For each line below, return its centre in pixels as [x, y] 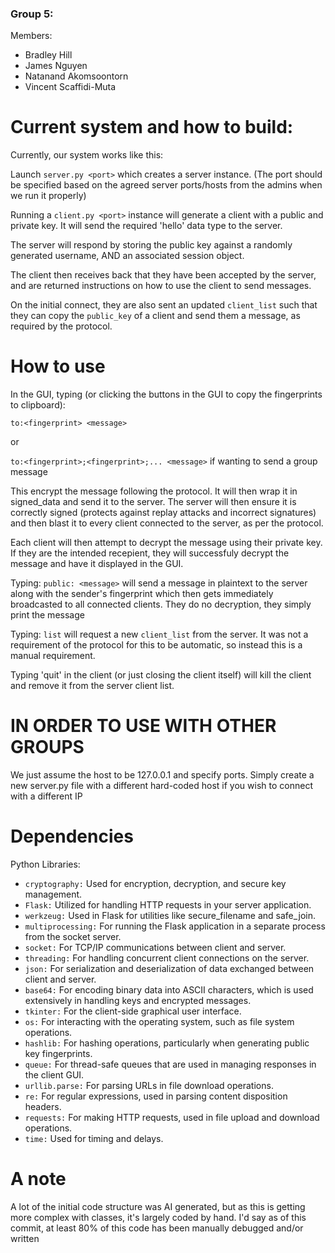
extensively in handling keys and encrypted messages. [138, 1001]
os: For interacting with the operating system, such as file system [159, 1022]
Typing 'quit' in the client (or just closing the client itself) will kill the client [161, 675]
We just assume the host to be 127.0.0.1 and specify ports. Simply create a [162, 775]
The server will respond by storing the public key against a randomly [151, 245]
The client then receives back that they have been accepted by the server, [163, 275]
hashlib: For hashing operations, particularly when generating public [167, 1043]
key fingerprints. [58, 1054]
